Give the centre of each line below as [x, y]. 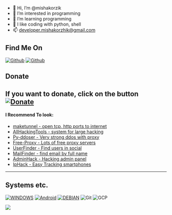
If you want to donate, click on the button [72, 94]
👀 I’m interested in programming [47, 13]
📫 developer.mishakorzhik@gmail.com [54, 30]
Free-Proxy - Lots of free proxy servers [54, 142]
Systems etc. [27, 185]
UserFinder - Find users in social [47, 148]
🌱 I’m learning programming [42, 19]
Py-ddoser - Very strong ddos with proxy [56, 137]
